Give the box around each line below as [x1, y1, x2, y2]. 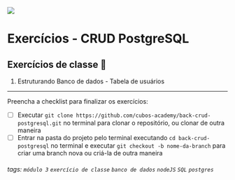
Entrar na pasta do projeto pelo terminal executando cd [17, 134, 176, 142]
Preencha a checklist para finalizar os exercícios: [7, 97, 148, 105]
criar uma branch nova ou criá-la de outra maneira [17, 149, 163, 158]
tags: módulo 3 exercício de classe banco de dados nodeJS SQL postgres [7, 165, 214, 173]
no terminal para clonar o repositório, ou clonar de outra [62, 119, 225, 127]
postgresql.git [17, 120, 62, 127]
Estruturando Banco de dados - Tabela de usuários [17, 77, 165, 85]
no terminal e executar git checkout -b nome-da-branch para [50, 141, 226, 150]
